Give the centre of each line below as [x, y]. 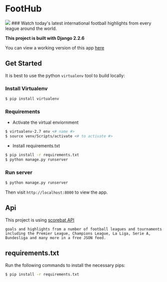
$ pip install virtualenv [32, 99]
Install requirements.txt [36, 146]
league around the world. [31, 28]
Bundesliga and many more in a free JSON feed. [56, 238]
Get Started [23, 64]
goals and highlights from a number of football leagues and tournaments [84, 229]
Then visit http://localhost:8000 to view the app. [56, 192]
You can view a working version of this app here [55, 47]
